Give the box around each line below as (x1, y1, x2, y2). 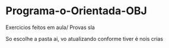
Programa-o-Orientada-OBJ (5, 4, 148, 18)
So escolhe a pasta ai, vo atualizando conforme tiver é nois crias (5, 35, 164, 42)
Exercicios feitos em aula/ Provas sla (5, 24, 95, 31)
